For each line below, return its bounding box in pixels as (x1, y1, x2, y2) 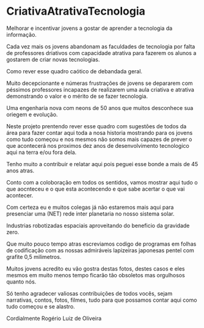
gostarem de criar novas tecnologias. (6, 56, 100, 63)
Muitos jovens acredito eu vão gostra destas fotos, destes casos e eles (6, 264, 185, 272)
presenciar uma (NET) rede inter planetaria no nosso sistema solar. (6, 210, 175, 217)
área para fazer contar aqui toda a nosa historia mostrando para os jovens (6, 129, 193, 136)
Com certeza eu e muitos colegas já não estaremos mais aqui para (6, 203, 174, 211)
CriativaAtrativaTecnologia (6, 4, 145, 18)
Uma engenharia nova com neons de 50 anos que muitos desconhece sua (6, 104, 194, 111)
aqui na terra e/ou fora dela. (6, 148, 77, 156)
